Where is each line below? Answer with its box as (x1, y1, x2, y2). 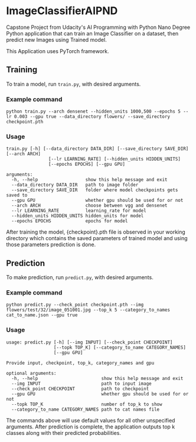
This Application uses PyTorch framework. (6, 47, 109, 54)
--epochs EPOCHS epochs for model (11, 218, 128, 224)
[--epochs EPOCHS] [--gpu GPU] (48, 161, 126, 168)
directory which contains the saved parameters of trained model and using (6, 235, 188, 242)
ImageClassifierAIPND (6, 4, 118, 18)
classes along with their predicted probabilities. (6, 429, 121, 436)
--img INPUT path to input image (11, 381, 152, 387)
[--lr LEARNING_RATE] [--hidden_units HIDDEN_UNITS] (48, 156, 181, 162)
